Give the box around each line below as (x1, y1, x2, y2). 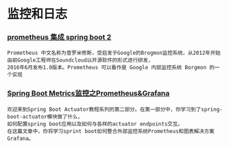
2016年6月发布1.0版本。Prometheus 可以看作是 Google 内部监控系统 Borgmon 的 (7, 64, 215, 71)
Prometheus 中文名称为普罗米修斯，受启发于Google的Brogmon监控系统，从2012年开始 (7, 49, 221, 57)
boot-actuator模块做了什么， (7, 113, 84, 120)
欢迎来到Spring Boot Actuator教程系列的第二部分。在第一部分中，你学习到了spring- (7, 106, 223, 113)
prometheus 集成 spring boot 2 (7, 32, 112, 42)
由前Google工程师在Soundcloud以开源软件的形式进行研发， (7, 57, 154, 64)
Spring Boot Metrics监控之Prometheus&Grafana (7, 88, 170, 98)
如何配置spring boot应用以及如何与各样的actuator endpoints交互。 (7, 121, 183, 127)
